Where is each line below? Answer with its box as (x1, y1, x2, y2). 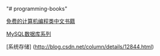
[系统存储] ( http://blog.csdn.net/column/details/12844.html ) (6, 43, 154, 50)
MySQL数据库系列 (6, 30, 51, 37)
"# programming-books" (6, 5, 68, 12)
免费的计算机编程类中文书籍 (6, 17, 75, 25)
